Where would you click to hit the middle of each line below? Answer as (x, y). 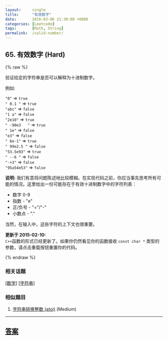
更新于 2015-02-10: (25, 235)
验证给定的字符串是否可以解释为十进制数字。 (51, 77)
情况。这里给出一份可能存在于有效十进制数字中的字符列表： (75, 184)
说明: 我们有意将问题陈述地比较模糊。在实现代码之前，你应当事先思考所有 (81, 178)
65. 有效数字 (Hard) (35, 55)
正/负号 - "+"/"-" (29, 207)
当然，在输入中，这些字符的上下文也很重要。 (51, 224)
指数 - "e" (22, 201)
